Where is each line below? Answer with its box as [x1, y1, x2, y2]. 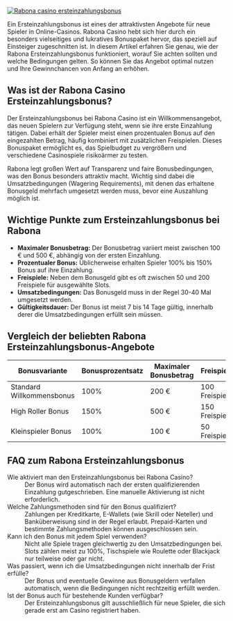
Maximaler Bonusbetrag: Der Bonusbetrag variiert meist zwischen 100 [17, 244, 221, 252]
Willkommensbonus [10, 391, 75, 400]
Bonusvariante [17, 366, 68, 376]
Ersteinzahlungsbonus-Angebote [7, 341, 155, 353]
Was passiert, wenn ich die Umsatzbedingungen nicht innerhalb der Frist [7, 562, 215, 570]
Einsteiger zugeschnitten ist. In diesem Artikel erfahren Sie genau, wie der [7, 42, 218, 50]
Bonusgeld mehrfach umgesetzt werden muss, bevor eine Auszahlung [7, 187, 208, 195]
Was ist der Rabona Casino [7, 84, 126, 97]
